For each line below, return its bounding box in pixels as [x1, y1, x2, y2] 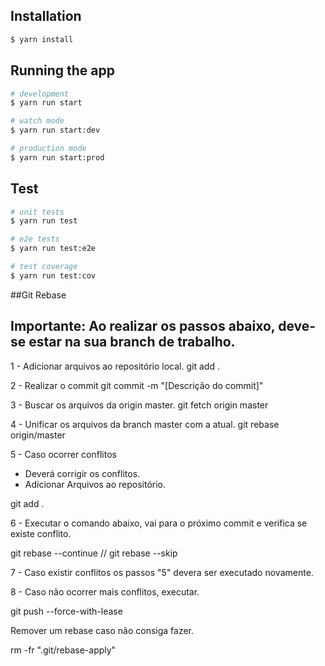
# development [10, 89, 70, 99]
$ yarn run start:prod [10, 152, 105, 163]
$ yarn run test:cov [10, 270, 97, 281]
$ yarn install [10, 34, 74, 44]
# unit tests [10, 207, 65, 217]
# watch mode [10, 116, 65, 126]
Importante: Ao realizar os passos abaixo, [10, 318, 276, 335]
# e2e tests [10, 234, 60, 244]
